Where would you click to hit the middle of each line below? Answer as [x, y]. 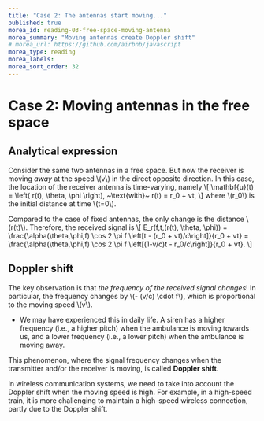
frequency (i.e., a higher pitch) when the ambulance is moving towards [134, 328]
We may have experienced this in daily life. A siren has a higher [122, 319]
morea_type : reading [42, 52]
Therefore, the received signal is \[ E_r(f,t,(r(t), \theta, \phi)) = [128, 227]
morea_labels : [32, 60]
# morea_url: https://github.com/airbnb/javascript [95, 45]
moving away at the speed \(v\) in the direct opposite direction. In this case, [131, 179]
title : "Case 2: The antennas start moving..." [88, 15]
